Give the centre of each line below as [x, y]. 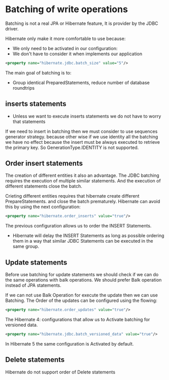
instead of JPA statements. [33, 285]
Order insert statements [44, 163]
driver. [12, 28]
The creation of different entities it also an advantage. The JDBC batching [82, 175]
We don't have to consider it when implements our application [77, 54]
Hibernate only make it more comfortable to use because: [65, 39]
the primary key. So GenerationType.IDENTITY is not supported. [72, 147]
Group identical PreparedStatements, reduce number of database [81, 83]
